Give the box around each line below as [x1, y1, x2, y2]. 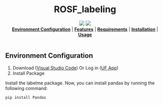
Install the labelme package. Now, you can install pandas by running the [5, 80, 155, 86]
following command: [5, 85, 48, 91]
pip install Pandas [5, 95, 47, 100]
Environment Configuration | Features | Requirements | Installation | [12, 26, 158, 32]
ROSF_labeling [54, 4, 116, 15]
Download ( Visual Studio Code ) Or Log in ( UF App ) [12, 65, 119, 71]
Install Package [12, 70, 45, 76]
